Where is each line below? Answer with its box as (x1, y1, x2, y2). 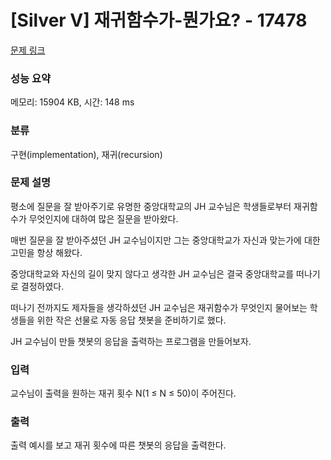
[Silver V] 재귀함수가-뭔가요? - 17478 (10, 9, 308, 32)
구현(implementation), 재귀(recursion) (10, 148, 163, 160)
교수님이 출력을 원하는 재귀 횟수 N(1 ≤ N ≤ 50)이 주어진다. (10, 387, 237, 400)
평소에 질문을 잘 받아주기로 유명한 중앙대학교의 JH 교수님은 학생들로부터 (10, 200, 292, 212)
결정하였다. (20, 280, 65, 292)
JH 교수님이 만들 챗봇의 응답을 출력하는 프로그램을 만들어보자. (10, 335, 252, 347)
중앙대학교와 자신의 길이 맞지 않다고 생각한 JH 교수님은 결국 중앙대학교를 (10, 267, 295, 280)
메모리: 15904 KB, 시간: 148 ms (10, 96, 135, 108)
